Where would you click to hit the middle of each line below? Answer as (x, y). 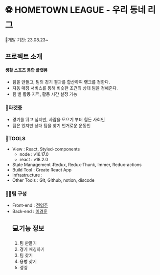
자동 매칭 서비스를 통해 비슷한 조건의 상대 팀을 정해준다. (65, 88)
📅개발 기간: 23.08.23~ (27, 40)
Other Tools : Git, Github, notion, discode (53, 180)
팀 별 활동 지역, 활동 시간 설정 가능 (45, 94)
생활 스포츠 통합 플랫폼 (26, 70)
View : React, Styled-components (46, 149)
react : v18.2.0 (34, 160)
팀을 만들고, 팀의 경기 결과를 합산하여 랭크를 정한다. (61, 82)
